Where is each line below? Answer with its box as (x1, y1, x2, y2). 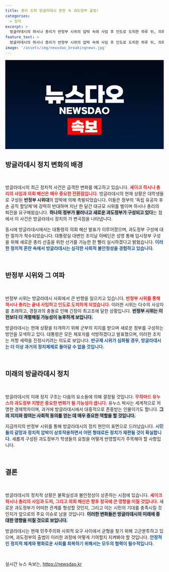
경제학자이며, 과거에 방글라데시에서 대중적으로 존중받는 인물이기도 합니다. (14, 406, 158, 412)
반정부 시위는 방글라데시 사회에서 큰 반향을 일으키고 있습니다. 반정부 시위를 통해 (5, 295, 160, 301)
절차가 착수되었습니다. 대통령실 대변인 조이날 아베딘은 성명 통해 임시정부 (10, 233, 152, 239)
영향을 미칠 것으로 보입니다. (14, 517, 68, 523)
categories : (5, 13, 30, 19)
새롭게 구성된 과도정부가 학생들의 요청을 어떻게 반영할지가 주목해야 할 (12, 436, 148, 442)
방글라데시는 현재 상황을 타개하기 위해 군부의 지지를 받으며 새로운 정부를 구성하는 (5, 324, 164, 331)
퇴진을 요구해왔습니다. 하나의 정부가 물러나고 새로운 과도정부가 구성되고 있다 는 (5, 209, 157, 216)
